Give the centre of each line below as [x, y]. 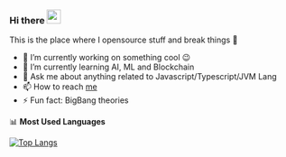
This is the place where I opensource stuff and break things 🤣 [124, 40]
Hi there [27, 20]
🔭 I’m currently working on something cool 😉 [106, 58]
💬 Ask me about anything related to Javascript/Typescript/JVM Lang [149, 77]
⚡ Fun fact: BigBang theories [75, 100]
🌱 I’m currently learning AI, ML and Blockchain [108, 67]
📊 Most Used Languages [57, 122]
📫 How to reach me [60, 87]
